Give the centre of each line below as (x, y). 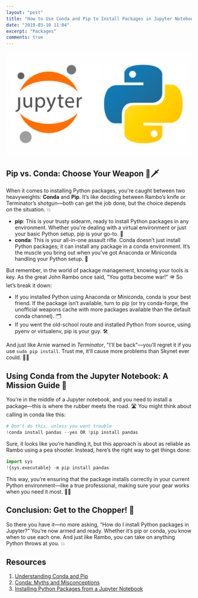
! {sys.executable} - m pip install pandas (58, 468)
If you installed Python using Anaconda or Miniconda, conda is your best (103, 297)
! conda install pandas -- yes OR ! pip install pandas (72, 433)
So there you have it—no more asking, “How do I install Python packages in (98, 524)
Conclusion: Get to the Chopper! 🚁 (70, 510)
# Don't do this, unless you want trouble (59, 426)
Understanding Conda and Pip (51, 576)
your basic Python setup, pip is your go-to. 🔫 (69, 234)
